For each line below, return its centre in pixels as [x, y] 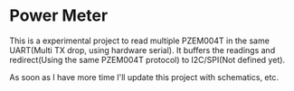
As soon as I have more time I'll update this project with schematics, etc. [144, 77]
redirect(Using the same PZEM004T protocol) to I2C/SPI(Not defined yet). [147, 59]
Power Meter [59, 16]
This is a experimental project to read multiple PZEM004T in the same [139, 41]
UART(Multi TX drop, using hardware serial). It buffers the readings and [142, 50]
